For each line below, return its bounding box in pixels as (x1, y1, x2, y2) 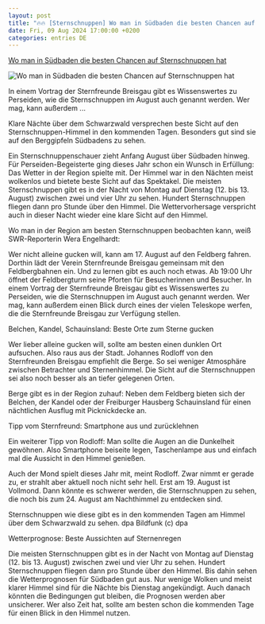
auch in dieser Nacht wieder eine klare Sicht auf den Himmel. (8, 210, 209, 220)
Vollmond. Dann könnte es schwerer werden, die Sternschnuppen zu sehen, (8, 486, 257, 496)
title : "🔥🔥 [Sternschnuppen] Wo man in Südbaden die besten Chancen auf (8, 19, 255, 27)
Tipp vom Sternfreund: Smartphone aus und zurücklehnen (8, 421, 199, 431)
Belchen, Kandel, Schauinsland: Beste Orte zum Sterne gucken (8, 324, 214, 334)
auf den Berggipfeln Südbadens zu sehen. (8, 136, 147, 146)
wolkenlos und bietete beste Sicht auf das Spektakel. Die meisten (8, 177, 222, 186)
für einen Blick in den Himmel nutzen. (8, 608, 131, 618)
